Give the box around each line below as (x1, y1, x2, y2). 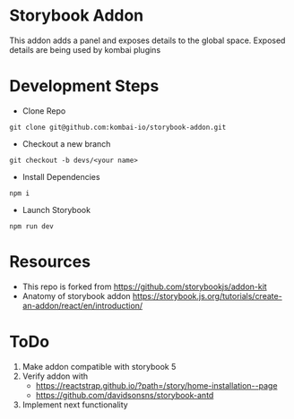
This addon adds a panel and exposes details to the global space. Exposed (9, 35, 286, 46)
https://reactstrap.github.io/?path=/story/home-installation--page (35, 380, 278, 390)
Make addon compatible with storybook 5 (22, 361, 177, 372)
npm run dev (9, 221, 54, 231)
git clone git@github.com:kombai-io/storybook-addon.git (9, 123, 227, 132)
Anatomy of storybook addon (22, 290, 132, 301)
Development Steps (9, 76, 160, 97)
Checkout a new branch (22, 138, 111, 149)
